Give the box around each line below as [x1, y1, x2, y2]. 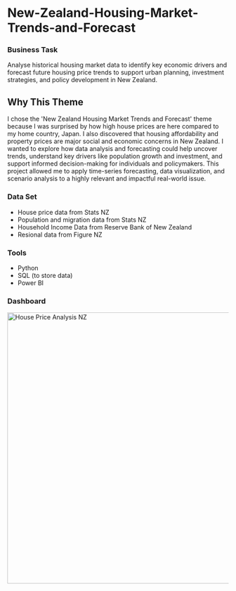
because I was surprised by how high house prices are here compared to [7, 122, 219, 131]
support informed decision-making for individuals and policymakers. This [7, 159, 219, 168]
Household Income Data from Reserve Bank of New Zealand [17, 223, 192, 231]
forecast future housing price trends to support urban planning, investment [7, 68, 225, 77]
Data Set [7, 192, 37, 201]
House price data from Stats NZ [17, 208, 110, 216]
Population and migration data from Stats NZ [17, 215, 147, 224]
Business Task [7, 45, 58, 55]
